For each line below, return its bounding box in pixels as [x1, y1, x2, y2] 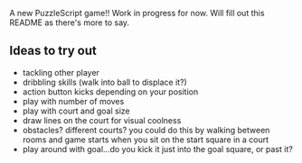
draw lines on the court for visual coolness [22, 114, 182, 125]
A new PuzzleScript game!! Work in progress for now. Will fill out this [9, 8, 265, 18]
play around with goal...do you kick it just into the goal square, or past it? [22, 143, 294, 154]
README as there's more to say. [9, 17, 129, 28]
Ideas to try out [9, 43, 97, 59]
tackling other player [22, 67, 99, 77]
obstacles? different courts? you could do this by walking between [22, 124, 270, 135]
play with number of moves [22, 95, 125, 106]
